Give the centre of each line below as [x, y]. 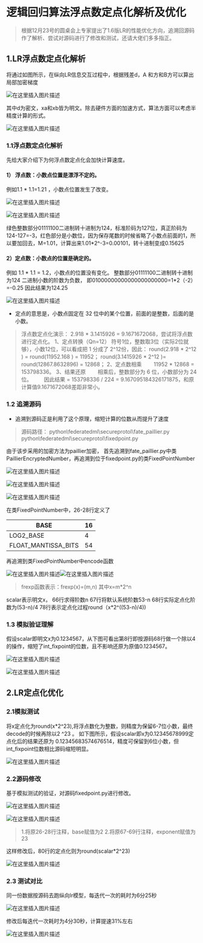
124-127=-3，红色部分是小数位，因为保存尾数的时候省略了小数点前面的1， [98, 236]
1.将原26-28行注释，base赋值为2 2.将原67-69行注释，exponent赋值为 [108, 832]
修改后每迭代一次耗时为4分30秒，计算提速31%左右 [69, 921]
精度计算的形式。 [27, 115]
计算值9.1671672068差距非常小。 [62, 387]
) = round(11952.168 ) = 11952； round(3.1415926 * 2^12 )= [94, 357]
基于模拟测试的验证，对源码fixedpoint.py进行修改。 [70, 793]
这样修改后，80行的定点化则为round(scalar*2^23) [68, 851]
